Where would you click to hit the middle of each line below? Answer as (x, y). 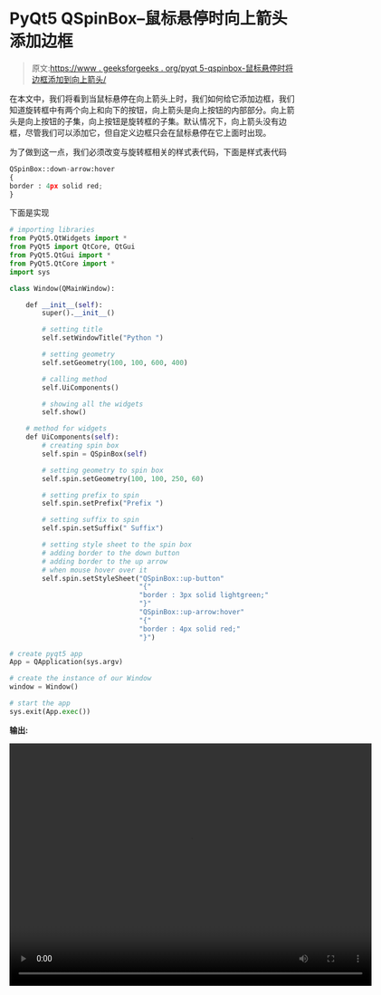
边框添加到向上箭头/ (69, 79)
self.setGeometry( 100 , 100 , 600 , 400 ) (115, 362)
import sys (30, 272)
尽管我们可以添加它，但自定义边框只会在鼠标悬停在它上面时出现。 (148, 132)
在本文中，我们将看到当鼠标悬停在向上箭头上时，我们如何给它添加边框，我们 (152, 98)
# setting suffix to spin (91, 520)
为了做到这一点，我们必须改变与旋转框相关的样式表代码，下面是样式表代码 (148, 151)
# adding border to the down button (111, 553)
